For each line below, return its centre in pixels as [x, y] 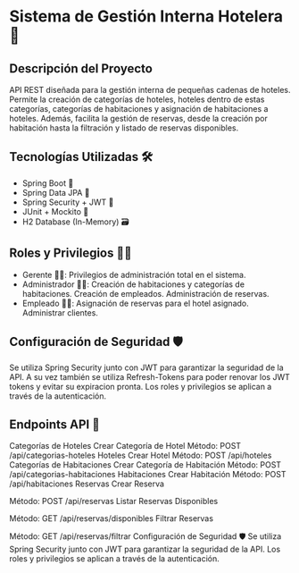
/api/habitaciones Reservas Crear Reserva [87, 484]
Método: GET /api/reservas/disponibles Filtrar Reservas [112, 518]
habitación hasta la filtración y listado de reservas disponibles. [124, 128]
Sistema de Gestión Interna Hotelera [146, 17]
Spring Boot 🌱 [48, 183]
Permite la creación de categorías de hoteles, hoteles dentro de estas [137, 99]
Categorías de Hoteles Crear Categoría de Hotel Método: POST [125, 446]
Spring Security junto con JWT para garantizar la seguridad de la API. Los [145, 549]
